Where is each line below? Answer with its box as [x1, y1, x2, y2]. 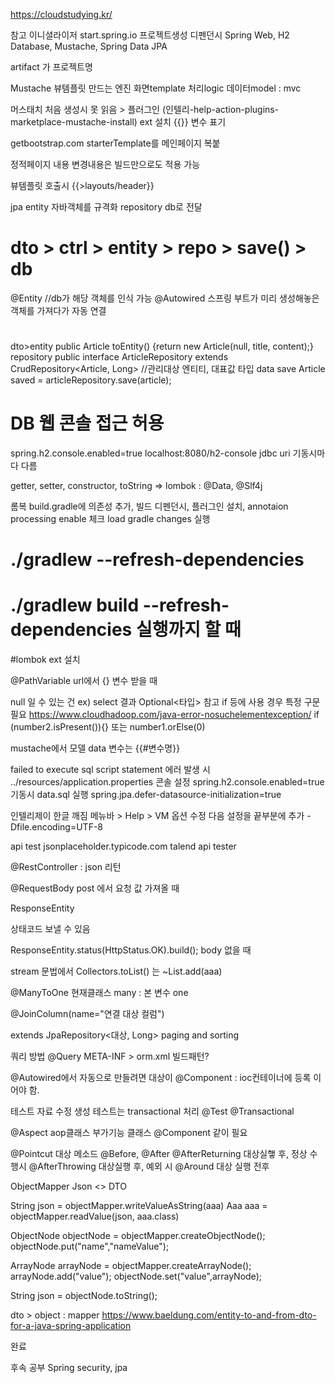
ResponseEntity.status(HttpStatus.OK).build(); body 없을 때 [10, 944, 252, 956]
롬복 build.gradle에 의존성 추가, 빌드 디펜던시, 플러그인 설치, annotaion [10, 500, 289, 513]
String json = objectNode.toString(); [10, 1290, 158, 1302]
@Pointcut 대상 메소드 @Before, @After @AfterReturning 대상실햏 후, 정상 [10, 1148, 308, 1160]
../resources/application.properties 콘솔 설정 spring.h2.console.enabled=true [10, 776, 325, 788]
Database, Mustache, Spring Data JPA [10, 40, 168, 52]
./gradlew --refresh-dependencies [10, 549, 305, 571]
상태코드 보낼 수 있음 [10, 923, 91, 935]
